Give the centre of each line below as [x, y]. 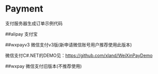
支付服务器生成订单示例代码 [34, 23]
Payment [24, 9]
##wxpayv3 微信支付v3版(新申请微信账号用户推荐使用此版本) [69, 45]
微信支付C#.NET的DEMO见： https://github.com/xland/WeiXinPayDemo [79, 55]
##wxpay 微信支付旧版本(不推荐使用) [44, 66]
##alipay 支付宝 [21, 34]
